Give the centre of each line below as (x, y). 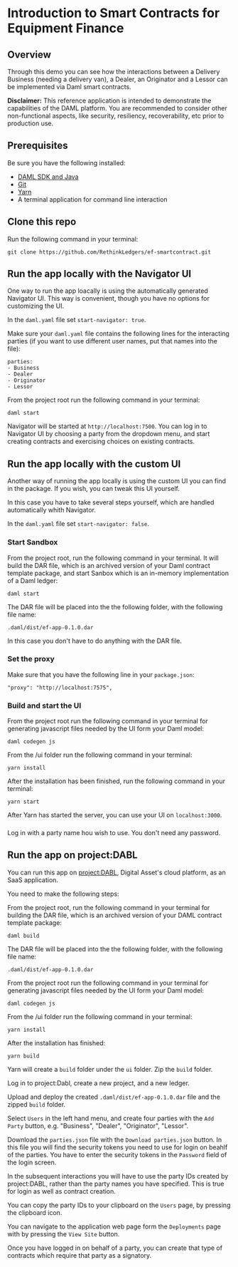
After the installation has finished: (56, 1043)
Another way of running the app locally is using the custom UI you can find (117, 481)
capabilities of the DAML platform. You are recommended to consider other (117, 108)
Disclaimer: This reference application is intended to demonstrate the (109, 100)
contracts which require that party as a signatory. (80, 1255)
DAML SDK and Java (48, 177)
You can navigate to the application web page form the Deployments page (114, 1226)
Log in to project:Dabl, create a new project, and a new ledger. (98, 1083)
